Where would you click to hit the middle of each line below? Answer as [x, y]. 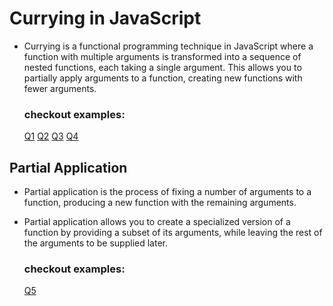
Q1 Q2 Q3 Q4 [51, 136]
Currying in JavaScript [105, 18]
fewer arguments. [60, 88]
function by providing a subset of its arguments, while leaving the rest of [173, 233]
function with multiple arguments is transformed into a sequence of [162, 56]
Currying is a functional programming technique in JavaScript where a [168, 46]
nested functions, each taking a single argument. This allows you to [162, 67]
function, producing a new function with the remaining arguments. [160, 203]
